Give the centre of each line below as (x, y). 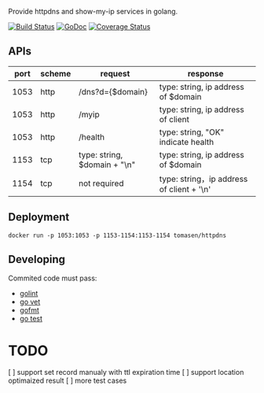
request (115, 73)
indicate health (187, 142)
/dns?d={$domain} (113, 91)
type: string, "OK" (192, 132)
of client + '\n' (185, 189)
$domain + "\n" (107, 165)
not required (101, 183)
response (205, 73)
